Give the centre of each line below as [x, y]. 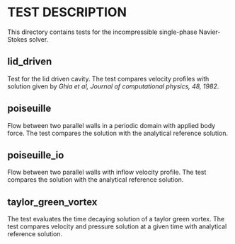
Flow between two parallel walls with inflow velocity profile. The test [107, 172]
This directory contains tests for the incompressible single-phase [102, 32]
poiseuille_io [36, 155]
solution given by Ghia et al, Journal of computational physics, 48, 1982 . [113, 86]
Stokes [17, 39]
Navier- [210, 32]
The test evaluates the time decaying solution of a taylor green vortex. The [116, 219]
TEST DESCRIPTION [67, 12]
